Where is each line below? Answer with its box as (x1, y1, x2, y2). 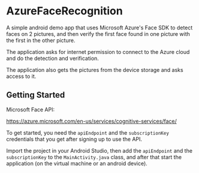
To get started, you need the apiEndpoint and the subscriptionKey (6, 129, 170, 136)
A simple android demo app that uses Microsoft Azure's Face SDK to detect (6, 24, 193, 31)
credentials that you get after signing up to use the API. (6, 135, 143, 142)
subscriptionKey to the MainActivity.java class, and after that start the (6, 153, 182, 160)
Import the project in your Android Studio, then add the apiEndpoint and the (6, 147, 193, 154)
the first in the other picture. (6, 37, 76, 44)
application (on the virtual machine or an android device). (6, 160, 148, 167)
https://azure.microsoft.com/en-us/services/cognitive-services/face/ (6, 117, 177, 125)
